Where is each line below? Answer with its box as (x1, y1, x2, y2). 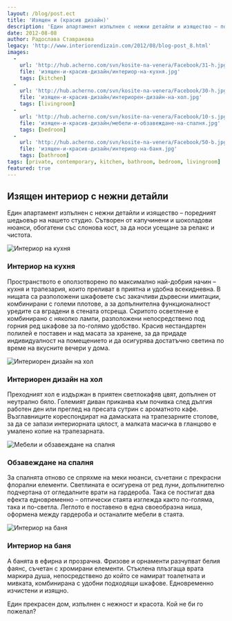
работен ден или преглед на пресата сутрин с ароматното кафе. (7, 405, 199, 413)
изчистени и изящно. (7, 586, 69, 595)
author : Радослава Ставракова (7, 36, 95, 43)
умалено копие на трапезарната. (7, 427, 105, 435)
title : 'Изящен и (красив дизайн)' (7, 17, 110, 24)
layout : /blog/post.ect (7, 10, 76, 17)
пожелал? (7, 607, 37, 615)
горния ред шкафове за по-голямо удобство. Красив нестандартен (7, 322, 206, 330)
